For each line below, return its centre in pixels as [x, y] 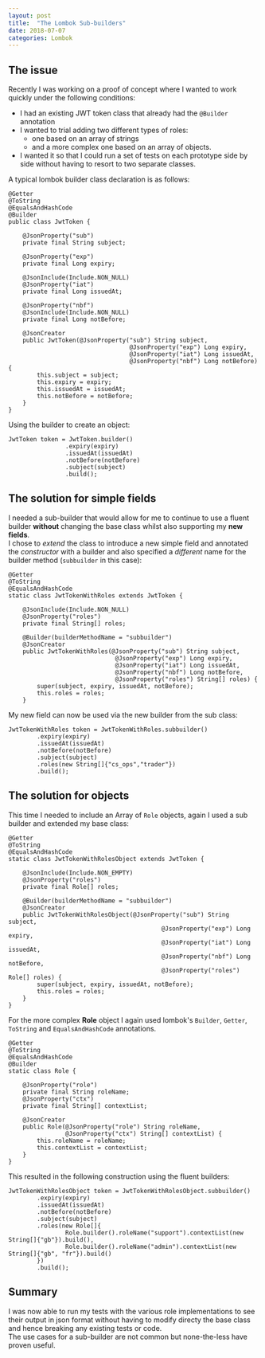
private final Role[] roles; [71, 886]
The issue [33, 70]
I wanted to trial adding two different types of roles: [104, 130]
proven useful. [32, 1345]
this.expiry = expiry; [74, 382]
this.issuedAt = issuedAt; [82, 389]
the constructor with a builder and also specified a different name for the [127, 551]
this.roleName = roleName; [82, 1141]
